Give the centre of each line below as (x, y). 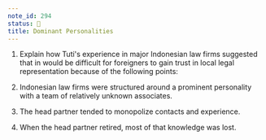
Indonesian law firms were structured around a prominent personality (135, 87)
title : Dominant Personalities (61, 31)
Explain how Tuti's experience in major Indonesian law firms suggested (138, 55)
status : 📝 (24, 24)
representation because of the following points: (98, 72)
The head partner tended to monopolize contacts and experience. (130, 112)
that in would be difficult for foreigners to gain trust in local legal (127, 63)
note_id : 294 (30, 16)
